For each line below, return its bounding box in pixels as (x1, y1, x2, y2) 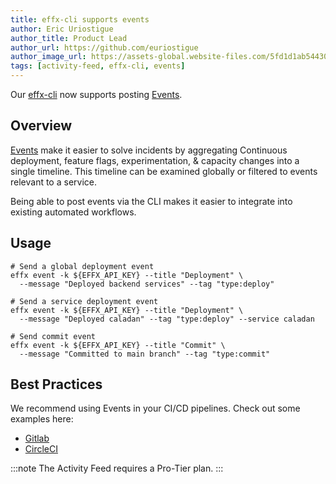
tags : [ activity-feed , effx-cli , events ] (10, 61, 186, 71)
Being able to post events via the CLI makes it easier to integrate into (10, 195, 293, 207)
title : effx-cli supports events (10, 14, 150, 25)
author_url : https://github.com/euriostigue (10, 42, 199, 53)
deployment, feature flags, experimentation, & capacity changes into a (10, 154, 300, 166)
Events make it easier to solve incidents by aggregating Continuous (10, 144, 288, 156)
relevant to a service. (10, 176, 97, 188)
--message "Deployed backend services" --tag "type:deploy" (19, 279, 275, 289)
